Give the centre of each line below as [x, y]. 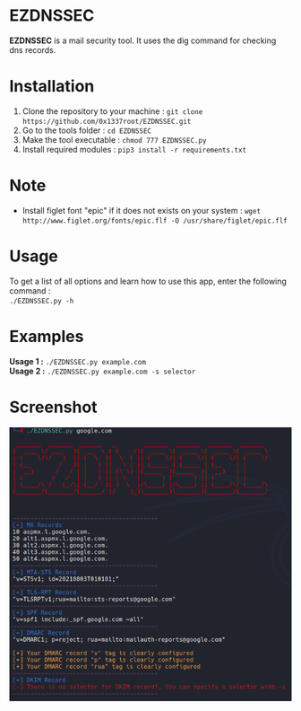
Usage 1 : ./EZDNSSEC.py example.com [77, 361]
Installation [52, 87]
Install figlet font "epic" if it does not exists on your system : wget [142, 210]
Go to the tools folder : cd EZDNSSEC [87, 130]
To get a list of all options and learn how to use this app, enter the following [148, 281]
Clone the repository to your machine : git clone [112, 111]
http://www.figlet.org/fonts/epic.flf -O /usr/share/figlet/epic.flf [155, 221]
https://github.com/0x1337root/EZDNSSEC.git [107, 121]
